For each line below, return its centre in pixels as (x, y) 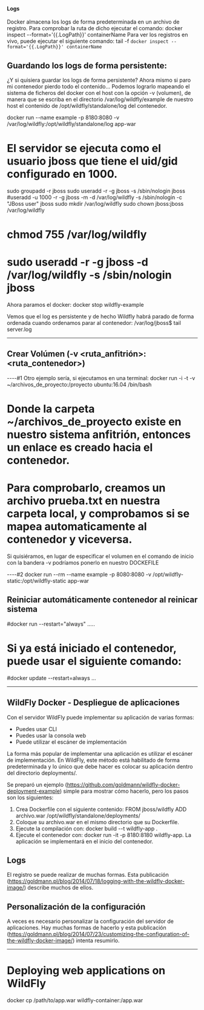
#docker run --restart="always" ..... (51, 624)
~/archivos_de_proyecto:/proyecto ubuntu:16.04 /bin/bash (79, 384)
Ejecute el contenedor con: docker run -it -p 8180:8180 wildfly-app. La (103, 835)
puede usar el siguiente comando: (94, 661)
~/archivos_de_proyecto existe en (94, 422)
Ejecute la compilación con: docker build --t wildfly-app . (87, 828)
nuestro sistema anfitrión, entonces (99, 435)
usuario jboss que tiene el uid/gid (92, 161)
